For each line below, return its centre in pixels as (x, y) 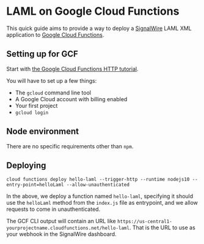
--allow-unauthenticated (98, 185)
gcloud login (32, 112)
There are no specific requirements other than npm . (70, 146)
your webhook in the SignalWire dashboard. (62, 234)
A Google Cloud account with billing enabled (71, 99)
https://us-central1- (144, 222)
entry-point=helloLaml (35, 185)
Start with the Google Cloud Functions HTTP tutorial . (72, 69)
